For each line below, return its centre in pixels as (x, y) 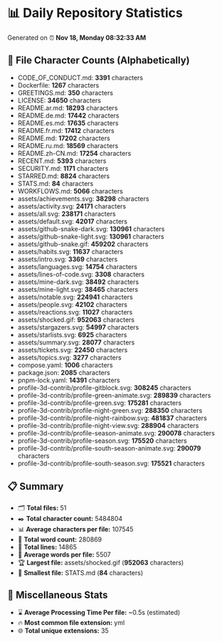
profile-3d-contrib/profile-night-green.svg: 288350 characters (110, 410)
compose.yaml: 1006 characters (65, 365)
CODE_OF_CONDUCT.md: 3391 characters (80, 78)
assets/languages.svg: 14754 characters (77, 266)
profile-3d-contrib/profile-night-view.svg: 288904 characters (108, 425)
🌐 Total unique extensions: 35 (63, 631)
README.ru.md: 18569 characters (68, 145)
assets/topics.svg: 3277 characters (70, 357)
